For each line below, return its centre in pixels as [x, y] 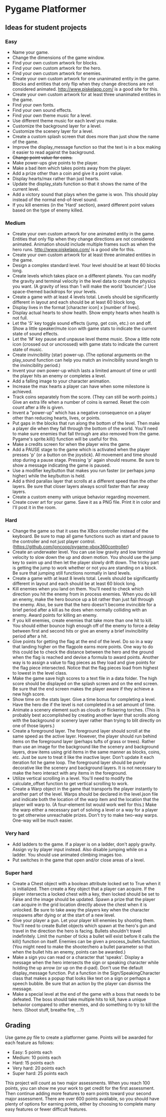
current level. [26, 189]
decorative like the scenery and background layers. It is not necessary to [87, 768]
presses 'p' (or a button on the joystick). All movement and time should [84, 455]
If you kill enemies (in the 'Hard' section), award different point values [83, 205]
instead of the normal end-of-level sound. [55, 200]
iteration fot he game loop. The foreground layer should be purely [79, 763]
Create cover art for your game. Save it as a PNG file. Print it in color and [86, 502]
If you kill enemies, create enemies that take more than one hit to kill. [82, 621]
